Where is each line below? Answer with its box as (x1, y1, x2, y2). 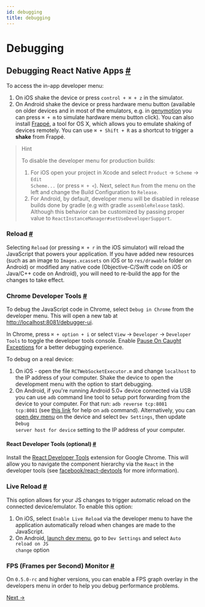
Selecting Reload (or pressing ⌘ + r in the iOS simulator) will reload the (6, 243, 185, 251)
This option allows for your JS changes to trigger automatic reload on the (6, 496, 191, 504)
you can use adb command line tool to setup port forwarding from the (15, 394, 190, 401)
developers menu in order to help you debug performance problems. (6, 582, 179, 589)
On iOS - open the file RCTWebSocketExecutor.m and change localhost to (15, 367, 196, 375)
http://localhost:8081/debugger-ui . (6, 319, 94, 326)
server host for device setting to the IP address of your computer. (15, 426, 185, 434)
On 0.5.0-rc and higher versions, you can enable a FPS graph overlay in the (6, 575, 198, 582)
